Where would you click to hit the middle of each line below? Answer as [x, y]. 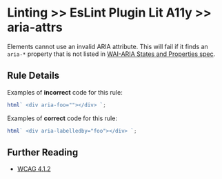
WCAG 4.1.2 [34, 169]
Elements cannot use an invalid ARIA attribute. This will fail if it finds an [108, 46]
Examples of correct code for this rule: [62, 118]
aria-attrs [35, 27]
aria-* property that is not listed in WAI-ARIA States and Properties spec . [111, 54]
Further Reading [43, 152]
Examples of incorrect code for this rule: [65, 92]
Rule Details [33, 76]
